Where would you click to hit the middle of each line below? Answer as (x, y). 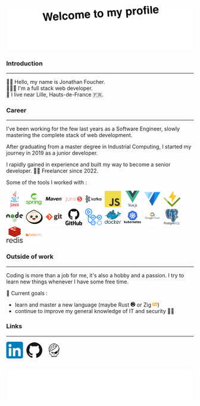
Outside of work (30, 257)
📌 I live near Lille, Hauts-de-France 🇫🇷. (55, 94)
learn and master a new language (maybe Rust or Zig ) (87, 304)
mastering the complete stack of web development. (69, 135)
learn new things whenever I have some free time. (68, 282)
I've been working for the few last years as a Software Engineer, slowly (93, 129)
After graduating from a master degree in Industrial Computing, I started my (99, 147)
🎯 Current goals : (27, 293)
